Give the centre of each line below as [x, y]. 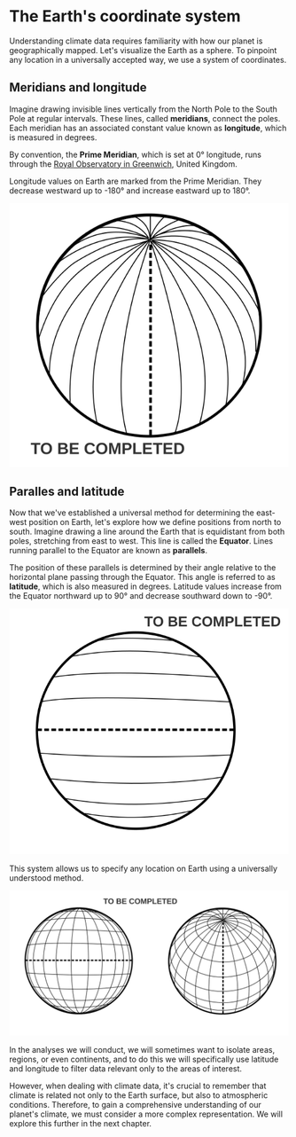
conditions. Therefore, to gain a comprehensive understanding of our [135, 1105]
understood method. [47, 878]
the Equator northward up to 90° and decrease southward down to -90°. [141, 596]
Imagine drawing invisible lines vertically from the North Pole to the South [143, 109]
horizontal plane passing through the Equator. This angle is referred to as [143, 577]
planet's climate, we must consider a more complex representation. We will [146, 1114]
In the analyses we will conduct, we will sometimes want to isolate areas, [142, 1050]
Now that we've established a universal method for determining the [132, 513]
